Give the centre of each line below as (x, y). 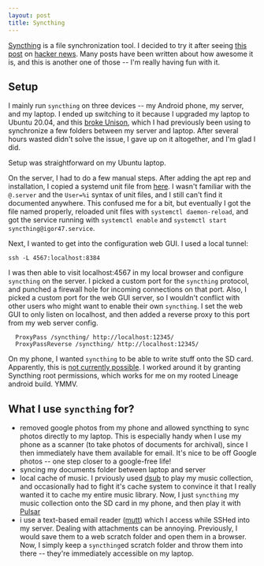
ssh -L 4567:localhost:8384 (54, 258)
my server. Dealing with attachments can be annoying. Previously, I (128, 528)
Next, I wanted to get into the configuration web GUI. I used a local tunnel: (128, 244)
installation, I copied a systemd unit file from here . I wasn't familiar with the (130, 187)
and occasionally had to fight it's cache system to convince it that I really (138, 486)
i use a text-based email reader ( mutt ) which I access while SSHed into (135, 520)
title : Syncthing (37, 23)
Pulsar (30, 512)
